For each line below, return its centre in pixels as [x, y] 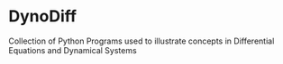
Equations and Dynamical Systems [73, 50]
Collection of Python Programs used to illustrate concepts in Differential [141, 41]
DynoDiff [43, 16]
